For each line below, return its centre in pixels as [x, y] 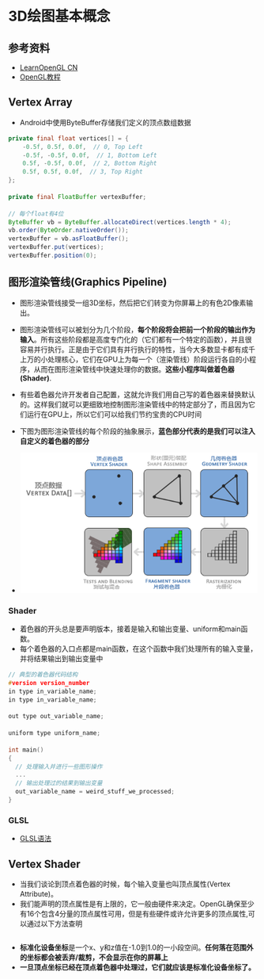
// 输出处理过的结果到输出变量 [59, 783]
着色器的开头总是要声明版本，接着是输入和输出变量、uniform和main [130, 629]
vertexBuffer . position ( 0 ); [53, 256]
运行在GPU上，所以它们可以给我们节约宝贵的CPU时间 [114, 414]
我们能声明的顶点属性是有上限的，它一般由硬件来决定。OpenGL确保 [130, 904]
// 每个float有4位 [36, 214]
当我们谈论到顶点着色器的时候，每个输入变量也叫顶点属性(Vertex [125, 884]
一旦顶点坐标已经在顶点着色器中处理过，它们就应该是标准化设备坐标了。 [137, 967]
